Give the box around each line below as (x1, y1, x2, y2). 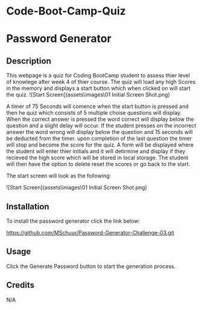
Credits (6, 280, 35, 290)
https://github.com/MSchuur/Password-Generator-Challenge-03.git (6, 229, 175, 236)
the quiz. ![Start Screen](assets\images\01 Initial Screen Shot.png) (6, 91, 170, 98)
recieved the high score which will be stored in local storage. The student (6, 154, 189, 161)
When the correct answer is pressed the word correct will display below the (6, 116, 194, 123)
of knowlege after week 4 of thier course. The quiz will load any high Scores (6, 78, 196, 86)
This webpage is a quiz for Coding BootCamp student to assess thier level (6, 72, 190, 79)
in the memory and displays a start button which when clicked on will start (6, 84, 191, 92)
